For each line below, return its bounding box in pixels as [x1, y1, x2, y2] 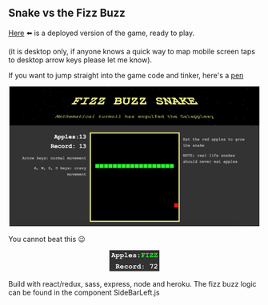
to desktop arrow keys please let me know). [8, 55, 153, 65]
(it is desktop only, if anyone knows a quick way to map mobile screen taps [8, 46, 256, 56]
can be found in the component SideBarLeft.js [8, 287, 160, 297]
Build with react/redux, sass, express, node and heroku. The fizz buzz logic [8, 279, 258, 288]
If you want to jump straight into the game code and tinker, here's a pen [8, 70, 244, 80]
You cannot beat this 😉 [8, 235, 86, 244]
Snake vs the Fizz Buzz [8, 6, 126, 20]
